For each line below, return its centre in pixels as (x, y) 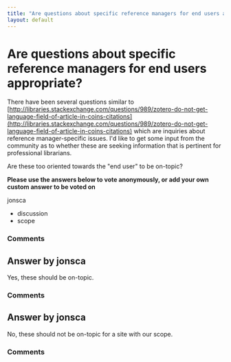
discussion (32, 214)
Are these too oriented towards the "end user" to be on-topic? (95, 166)
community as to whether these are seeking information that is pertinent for (114, 146)
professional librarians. (40, 153)
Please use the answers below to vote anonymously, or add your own (108, 180)
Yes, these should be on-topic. (51, 278)
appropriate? (45, 83)
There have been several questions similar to (70, 102)
